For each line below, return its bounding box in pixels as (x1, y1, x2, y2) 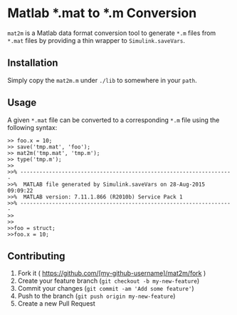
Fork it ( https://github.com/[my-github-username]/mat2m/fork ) (17, 269, 206, 278)
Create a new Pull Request (17, 299, 96, 308)
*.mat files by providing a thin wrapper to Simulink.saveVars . (7, 36, 185, 44)
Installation (7, 57, 58, 69)
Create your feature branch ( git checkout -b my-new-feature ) (17, 276, 200, 285)
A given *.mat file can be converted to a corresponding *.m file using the (7, 116, 220, 124)
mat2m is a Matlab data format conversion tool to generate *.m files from (7, 29, 216, 37)
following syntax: (7, 123, 58, 131)
